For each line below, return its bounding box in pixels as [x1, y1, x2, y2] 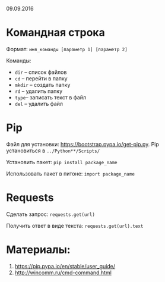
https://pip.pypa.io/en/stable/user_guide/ [14, 262, 116, 270]
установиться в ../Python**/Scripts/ [6, 147, 100, 154]
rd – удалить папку [14, 87, 63, 95]
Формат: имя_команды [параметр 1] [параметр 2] [6, 45, 128, 52]
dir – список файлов [14, 68, 67, 76]
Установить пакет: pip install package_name [6, 158, 118, 165]
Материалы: [6, 243, 71, 256]
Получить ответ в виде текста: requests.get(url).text [6, 222, 144, 229]
